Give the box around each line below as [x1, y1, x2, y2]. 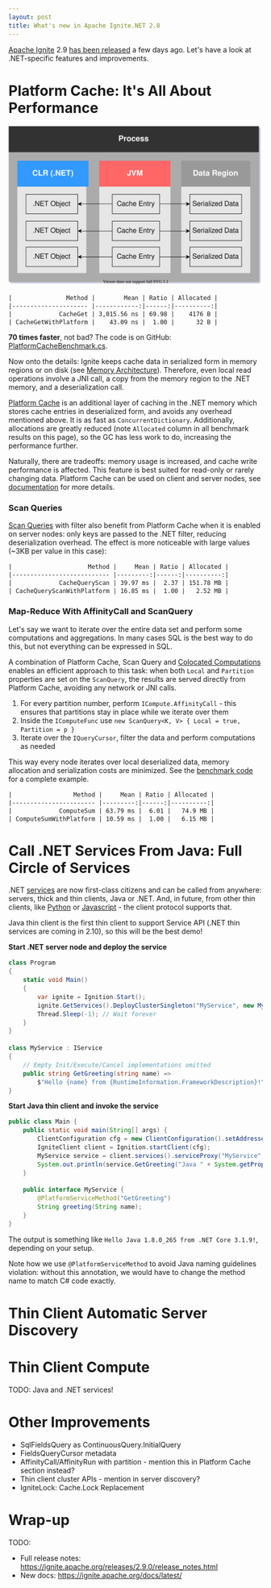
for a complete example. [8, 774, 90, 784]
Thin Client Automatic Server [8, 1304, 208, 1323]
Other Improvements [8, 1413, 151, 1431]
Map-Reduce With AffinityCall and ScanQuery [8, 606, 194, 617]
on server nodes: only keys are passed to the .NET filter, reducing [8, 529, 227, 539]
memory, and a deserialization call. [8, 382, 124, 391]
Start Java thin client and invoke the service [8, 1101, 159, 1111]
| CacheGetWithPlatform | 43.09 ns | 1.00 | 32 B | [8, 318, 219, 326]
